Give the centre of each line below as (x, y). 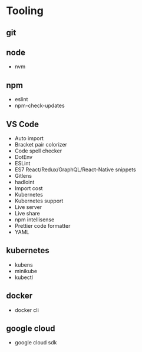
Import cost (29, 188)
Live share (27, 214)
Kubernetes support (39, 201)
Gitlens (23, 176)
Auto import (29, 138)
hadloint (24, 182)
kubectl (24, 277)
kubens (24, 265)
